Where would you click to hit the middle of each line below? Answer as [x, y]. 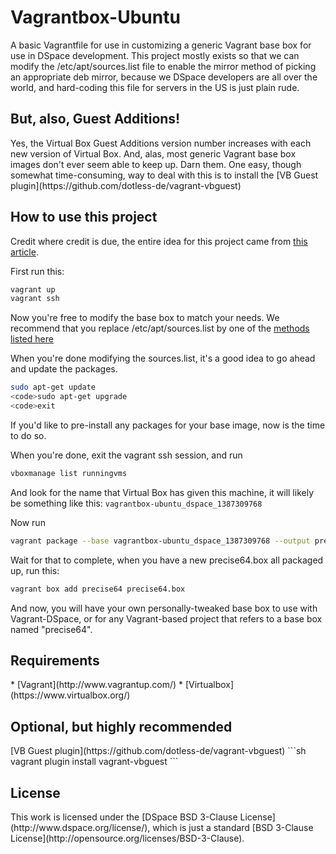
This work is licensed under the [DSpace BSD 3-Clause [124, 817]
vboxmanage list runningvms [69, 473]
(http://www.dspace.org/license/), [80, 827]
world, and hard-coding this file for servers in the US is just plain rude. [155, 87]
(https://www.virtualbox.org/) [70, 695]
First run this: [37, 271]
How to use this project [84, 217]
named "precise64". [51, 629]
